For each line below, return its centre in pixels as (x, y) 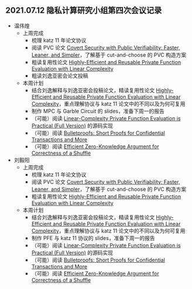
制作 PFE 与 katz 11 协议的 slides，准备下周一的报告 (93, 238)
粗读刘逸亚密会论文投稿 (60, 75)
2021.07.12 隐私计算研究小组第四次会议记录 (84, 11)
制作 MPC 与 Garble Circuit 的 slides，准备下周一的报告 (98, 111)
